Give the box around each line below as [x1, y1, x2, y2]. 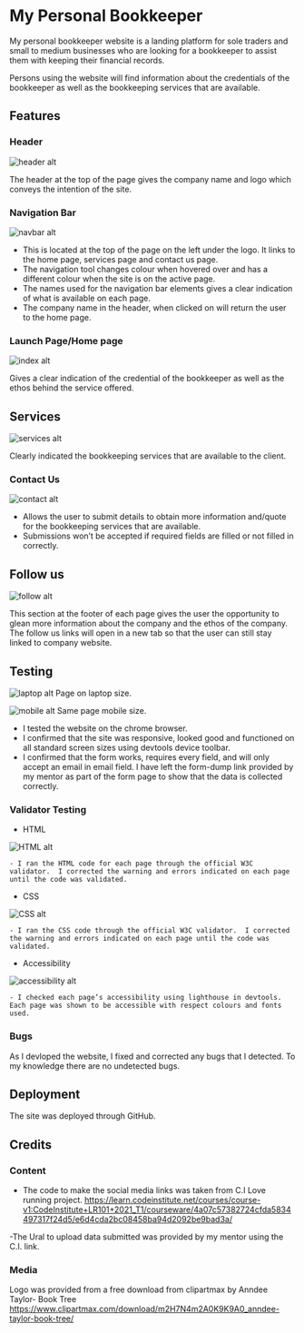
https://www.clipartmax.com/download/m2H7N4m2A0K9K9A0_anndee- [9, 1304, 279, 1315]
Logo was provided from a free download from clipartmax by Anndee [9, 1284, 269, 1295]
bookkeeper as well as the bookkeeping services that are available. [9, 82, 260, 93]
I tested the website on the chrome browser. [22, 723, 188, 734]
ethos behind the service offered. [9, 382, 134, 393]
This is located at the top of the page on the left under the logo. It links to [22, 244, 296, 255]
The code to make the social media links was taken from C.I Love [22, 1185, 266, 1196]
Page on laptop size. [55, 687, 132, 698]
